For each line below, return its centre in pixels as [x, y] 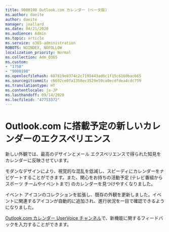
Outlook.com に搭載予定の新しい [74, 126]
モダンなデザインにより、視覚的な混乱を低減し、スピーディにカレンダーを [83, 171]
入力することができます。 [45, 224]
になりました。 [21, 207]
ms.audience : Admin [26, 34]
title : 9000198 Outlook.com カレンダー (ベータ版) [56, 10]
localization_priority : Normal [38, 52]
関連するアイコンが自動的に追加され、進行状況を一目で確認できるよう [92, 201]
